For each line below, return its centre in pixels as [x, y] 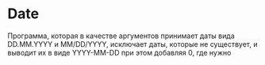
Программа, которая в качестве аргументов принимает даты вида [121, 36]
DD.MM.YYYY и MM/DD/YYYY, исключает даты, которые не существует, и [132, 44]
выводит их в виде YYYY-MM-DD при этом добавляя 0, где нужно [119, 52]
